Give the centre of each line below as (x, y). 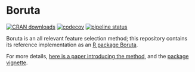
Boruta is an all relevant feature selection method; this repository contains (97, 38)
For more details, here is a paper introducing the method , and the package (97, 56)
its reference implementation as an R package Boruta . (72, 45)
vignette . (17, 62)
